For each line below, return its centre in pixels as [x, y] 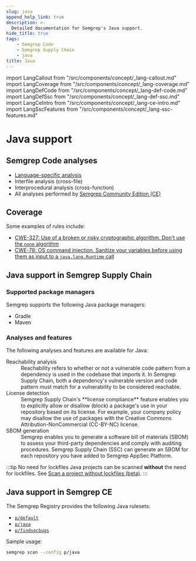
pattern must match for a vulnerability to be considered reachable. [101, 387]
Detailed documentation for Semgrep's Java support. [77, 28]
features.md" [22, 115]
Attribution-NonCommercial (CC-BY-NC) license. [80, 424]
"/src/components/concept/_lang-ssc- [126, 109]
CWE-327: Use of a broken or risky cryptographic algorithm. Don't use [100, 238]
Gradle [23, 316]
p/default [27, 518]
